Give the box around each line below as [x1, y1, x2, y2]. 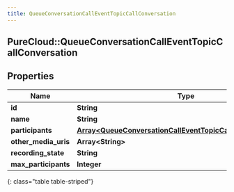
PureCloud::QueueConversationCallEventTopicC [7, 36, 224, 48]
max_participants [10, 159, 70, 169]
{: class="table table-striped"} [7, 177, 94, 185]
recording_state [10, 147, 65, 157]
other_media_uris [10, 136, 70, 146]
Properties [7, 70, 54, 82]
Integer [76, 159, 102, 169]
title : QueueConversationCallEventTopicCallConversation [7, 10, 176, 17]
